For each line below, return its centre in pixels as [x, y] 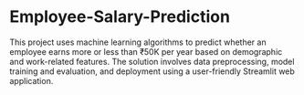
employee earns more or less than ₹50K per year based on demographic [146, 51]
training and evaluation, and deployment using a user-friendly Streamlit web [152, 71]
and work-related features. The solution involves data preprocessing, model [152, 61]
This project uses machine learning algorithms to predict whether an [138, 42]
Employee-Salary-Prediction [120, 17]
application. [31, 80]
